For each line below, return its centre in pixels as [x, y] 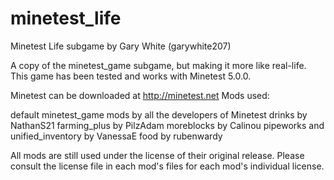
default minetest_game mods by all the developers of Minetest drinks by [159, 114]
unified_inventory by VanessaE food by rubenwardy [116, 136]
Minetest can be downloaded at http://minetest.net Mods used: [140, 95]
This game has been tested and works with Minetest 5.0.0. [131, 76]
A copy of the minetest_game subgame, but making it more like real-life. [158, 65]
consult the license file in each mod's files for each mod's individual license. [167, 166]
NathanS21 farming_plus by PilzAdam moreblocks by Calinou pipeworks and [167, 125]
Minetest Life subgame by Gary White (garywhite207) [121, 46]
